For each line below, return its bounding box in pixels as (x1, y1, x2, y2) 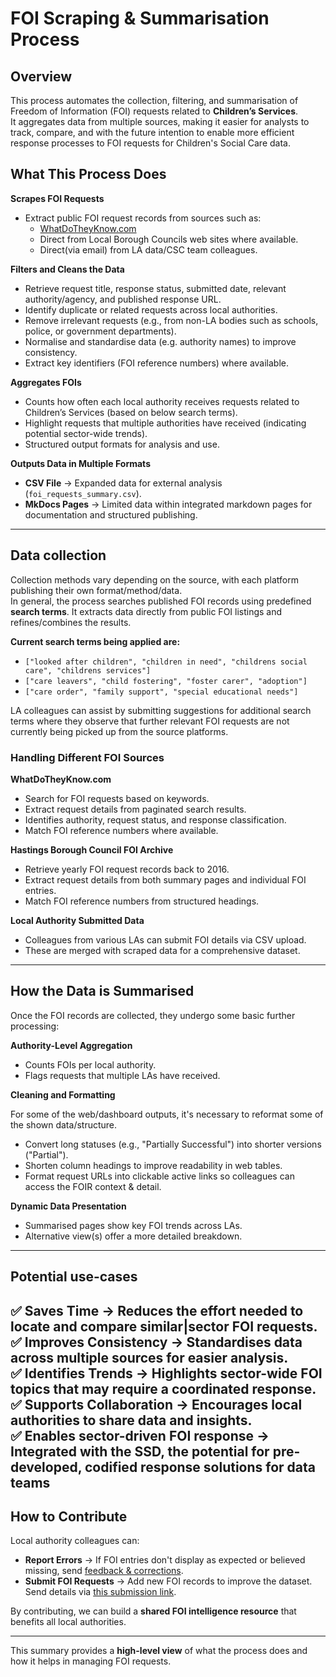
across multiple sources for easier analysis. (10, 1349, 289, 1366)
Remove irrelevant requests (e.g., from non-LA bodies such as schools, (24, 314, 319, 326)
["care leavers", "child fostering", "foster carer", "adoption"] (24, 676, 308, 686)
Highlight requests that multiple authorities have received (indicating (24, 417, 307, 429)
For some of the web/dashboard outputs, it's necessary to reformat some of (10, 1108, 324, 1120)
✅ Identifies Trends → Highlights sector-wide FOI (10, 1365, 323, 1382)
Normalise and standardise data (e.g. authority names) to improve (24, 335, 297, 347)
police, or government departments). (24, 325, 177, 337)
